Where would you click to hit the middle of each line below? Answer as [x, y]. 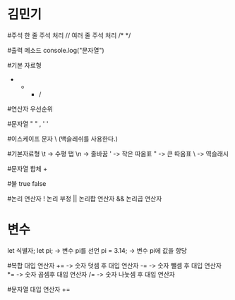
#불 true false [27, 183]
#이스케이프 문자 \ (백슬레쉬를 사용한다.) [62, 139]
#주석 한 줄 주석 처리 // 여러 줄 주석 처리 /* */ [69, 35]
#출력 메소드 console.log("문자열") [56, 50]
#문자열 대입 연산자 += [39, 289]
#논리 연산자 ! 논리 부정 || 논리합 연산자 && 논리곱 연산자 [85, 199]
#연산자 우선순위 [30, 108]
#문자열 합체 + [28, 168]
